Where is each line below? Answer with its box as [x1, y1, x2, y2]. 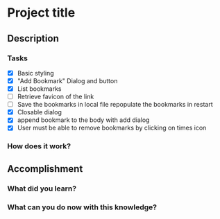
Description [7, 33, 59, 44]
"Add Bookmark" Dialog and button [17, 76, 118, 85]
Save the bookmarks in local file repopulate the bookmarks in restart [17, 100, 213, 109]
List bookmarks [17, 85, 62, 93]
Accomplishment [7, 163, 83, 175]
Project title [7, 5, 76, 21]
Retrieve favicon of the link [17, 92, 94, 101]
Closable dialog [17, 108, 62, 116]
